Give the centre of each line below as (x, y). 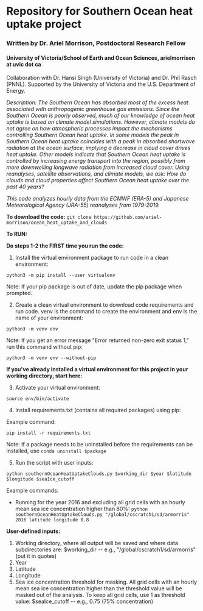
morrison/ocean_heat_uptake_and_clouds (57, 223)
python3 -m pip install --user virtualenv (61, 276)
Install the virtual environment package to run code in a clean (92, 258)
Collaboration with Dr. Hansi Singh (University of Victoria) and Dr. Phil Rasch (102, 78)
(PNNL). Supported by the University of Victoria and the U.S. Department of (101, 84)
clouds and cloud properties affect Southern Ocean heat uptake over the (98, 180)
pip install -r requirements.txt (49, 433)
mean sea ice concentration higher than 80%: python (81, 509)
